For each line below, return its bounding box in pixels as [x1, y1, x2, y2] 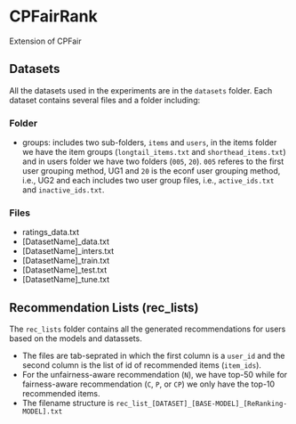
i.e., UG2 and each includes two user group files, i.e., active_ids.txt [21, 175, 275, 186]
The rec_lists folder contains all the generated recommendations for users [9, 323, 286, 335]
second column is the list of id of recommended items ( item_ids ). [21, 360, 262, 371]
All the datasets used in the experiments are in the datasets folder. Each [9, 85, 273, 95]
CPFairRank [9, 6, 98, 27]
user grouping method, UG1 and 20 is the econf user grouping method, [21, 166, 281, 176]
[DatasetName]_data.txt [21, 236, 109, 247]
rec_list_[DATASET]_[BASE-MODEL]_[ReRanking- [116, 399, 287, 409]
